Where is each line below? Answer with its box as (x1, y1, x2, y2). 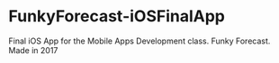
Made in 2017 (8, 44, 58, 55)
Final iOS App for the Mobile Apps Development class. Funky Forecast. (8, 35, 271, 46)
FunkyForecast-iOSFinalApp (8, 6, 226, 27)
